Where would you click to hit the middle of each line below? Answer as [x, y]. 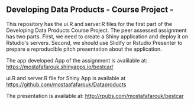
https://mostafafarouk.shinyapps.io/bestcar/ [60, 67]
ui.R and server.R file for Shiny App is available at [66, 78]
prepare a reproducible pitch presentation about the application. [84, 49]
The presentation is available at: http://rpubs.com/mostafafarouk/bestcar [95, 96]
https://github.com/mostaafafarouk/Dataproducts [66, 84]
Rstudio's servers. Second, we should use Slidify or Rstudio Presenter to [94, 42]
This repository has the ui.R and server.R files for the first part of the [89, 24]
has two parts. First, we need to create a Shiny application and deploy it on [97, 36]
